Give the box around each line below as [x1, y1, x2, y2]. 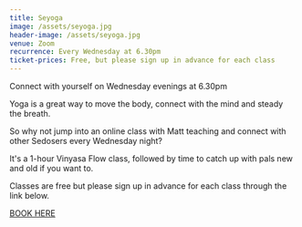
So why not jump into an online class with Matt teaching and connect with [9, 126, 286, 137]
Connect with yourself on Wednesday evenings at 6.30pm [9, 81, 228, 91]
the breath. [9, 108, 51, 119]
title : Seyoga [9, 13, 64, 23]
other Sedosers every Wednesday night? [9, 136, 162, 146]
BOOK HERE [9, 208, 57, 219]
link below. [9, 191, 50, 201]
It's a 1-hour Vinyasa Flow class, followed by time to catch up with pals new [9, 153, 294, 164]
